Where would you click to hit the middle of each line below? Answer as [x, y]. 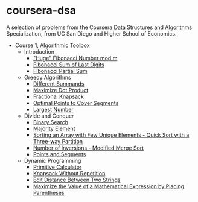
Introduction [39, 51]
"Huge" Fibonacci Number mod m [75, 58]
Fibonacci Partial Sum [60, 71]
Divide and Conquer [49, 116]
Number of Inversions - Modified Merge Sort [88, 148]
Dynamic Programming [53, 160]
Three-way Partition [58, 141]
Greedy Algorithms [47, 77]
